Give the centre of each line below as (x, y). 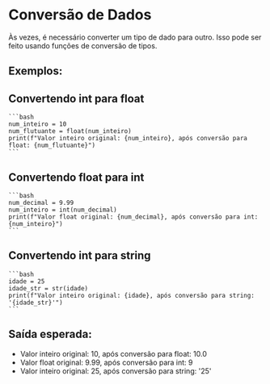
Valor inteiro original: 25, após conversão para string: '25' (116, 371)
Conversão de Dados (80, 15)
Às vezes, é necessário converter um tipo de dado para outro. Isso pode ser (135, 37)
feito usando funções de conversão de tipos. (83, 45)
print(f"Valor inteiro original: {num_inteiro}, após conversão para (128, 139)
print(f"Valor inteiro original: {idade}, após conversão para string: (131, 295)
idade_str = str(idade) (49, 288)
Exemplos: (36, 71)
